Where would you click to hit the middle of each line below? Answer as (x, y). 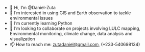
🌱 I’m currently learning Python (41, 23)
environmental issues (31, 18)
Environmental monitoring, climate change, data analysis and (71, 34)
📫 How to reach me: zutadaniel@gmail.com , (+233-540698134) (75, 44)
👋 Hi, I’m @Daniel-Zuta (33, 8)
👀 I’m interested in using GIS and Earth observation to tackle (70, 13)
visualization (22, 39)
